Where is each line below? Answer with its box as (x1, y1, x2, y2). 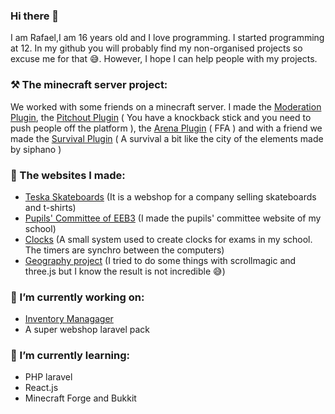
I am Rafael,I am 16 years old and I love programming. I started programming (10, 32, 325, 44)
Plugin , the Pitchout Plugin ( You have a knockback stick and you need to (10, 111, 312, 123)
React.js (24, 382, 59, 394)
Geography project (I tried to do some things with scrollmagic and (24, 254, 297, 266)
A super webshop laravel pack (24, 324, 151, 336)
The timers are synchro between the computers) (24, 244, 225, 256)
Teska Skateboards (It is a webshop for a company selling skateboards (24, 190, 317, 203)
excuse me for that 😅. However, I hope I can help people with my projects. (10, 53, 318, 65)
